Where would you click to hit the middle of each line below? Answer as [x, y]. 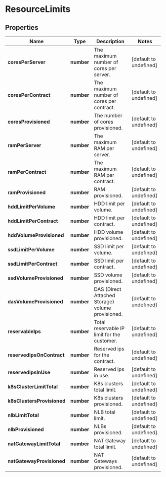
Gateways [105, 461]
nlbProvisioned [26, 429]
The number [108, 115]
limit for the [107, 335]
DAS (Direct [107, 289]
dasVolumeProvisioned [35, 302]
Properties [22, 28]
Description [110, 41]
